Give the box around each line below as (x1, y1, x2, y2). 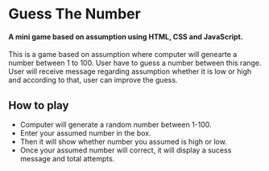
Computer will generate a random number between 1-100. (19, 120, 212, 129)
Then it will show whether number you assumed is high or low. (19, 137, 227, 147)
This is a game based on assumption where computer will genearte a (8, 50, 238, 59)
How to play (8, 98, 69, 112)
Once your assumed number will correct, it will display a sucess (19, 145, 232, 155)
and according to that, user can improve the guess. (8, 75, 178, 85)
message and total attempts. (19, 154, 115, 164)
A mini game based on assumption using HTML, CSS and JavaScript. (8, 31, 243, 41)
